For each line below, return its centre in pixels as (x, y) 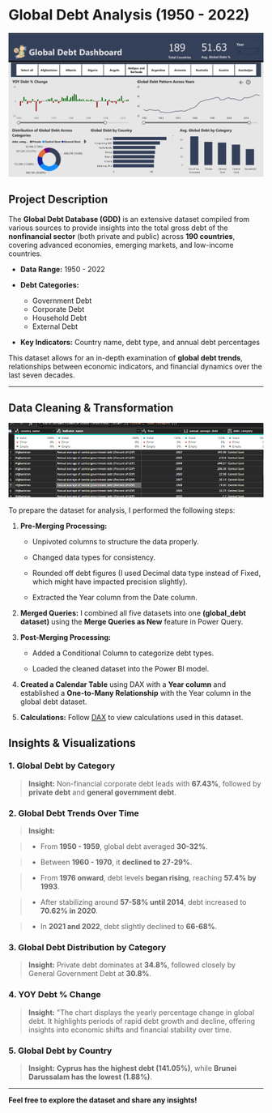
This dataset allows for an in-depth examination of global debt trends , (125, 357)
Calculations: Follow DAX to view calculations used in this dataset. (132, 718)
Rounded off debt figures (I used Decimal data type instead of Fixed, (147, 574)
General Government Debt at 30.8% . (90, 974)
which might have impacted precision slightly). (110, 582)
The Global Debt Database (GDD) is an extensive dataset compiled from (129, 219)
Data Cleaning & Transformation (91, 408)
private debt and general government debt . (102, 792)
